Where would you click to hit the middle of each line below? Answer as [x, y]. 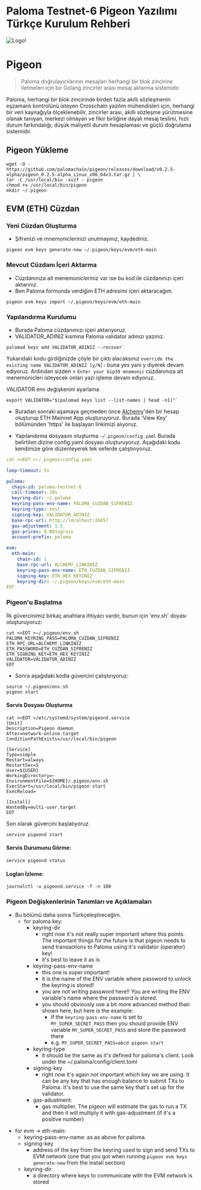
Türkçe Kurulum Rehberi [68, 24]
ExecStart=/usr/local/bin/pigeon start [56, 786]
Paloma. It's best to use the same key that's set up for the [113, 1087]
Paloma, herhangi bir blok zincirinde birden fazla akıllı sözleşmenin [88, 99]
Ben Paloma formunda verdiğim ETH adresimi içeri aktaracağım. [94, 291]
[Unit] [14, 723]
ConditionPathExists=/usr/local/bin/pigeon [61, 739]
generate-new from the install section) [79, 1162]
